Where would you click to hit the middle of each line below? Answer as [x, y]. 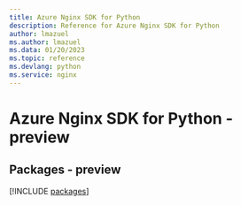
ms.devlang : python [45, 67]
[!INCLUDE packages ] [49, 191]
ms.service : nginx [43, 75]
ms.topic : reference [47, 58]
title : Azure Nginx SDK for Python [75, 17]
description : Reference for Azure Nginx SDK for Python [114, 26]
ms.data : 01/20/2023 [47, 50]
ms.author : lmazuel [45, 42]
